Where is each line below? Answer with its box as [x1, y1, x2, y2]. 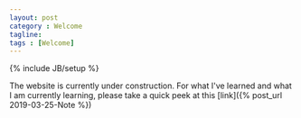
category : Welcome [9, 22, 83, 31]
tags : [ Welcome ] [9, 38, 75, 48]
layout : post [9, 13, 59, 23]
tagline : [9, 30, 42, 39]
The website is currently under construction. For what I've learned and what [9, 80, 292, 91]
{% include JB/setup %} [9, 63, 99, 74]
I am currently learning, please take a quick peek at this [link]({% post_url [9, 90, 283, 101]
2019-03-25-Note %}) [9, 100, 92, 111]
